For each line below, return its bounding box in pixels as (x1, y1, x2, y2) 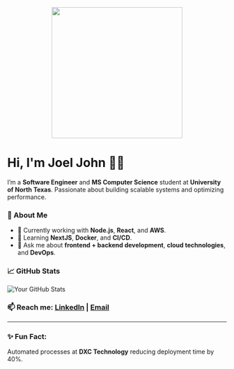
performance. (7, 192, 47, 201)
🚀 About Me (7, 210, 48, 219)
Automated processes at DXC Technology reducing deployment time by (7, 347, 214, 356)
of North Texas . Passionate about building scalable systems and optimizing (7, 185, 224, 194)
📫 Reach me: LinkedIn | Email (7, 303, 110, 312)
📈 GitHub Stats (7, 266, 61, 276)
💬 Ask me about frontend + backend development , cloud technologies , (17, 241, 226, 249)
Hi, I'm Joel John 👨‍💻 (7, 155, 125, 171)
